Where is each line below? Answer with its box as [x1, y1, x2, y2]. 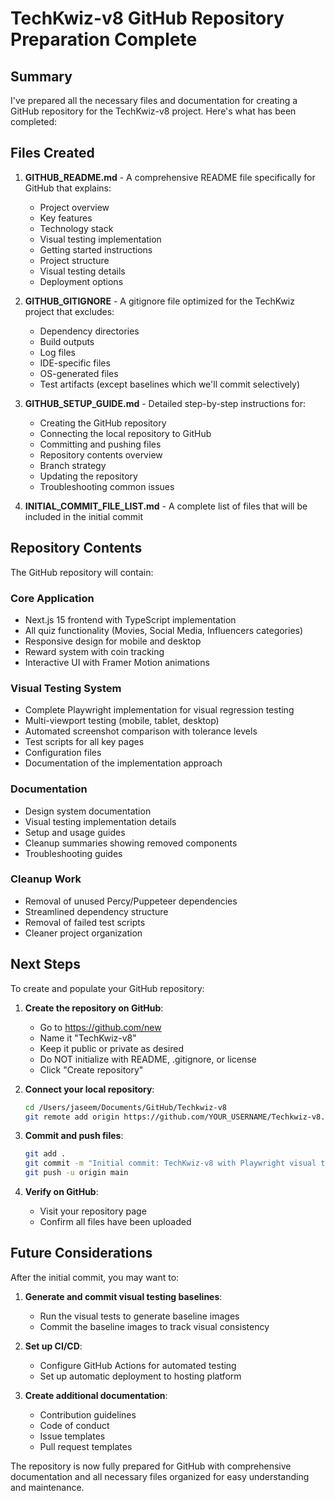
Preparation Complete [10, 28, 198, 51]
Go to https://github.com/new [39, 1021, 162, 1033]
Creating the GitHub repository [39, 417, 167, 429]
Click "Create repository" [39, 1063, 144, 1076]
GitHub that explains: [24, 182, 112, 194]
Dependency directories [39, 325, 140, 337]
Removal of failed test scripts [24, 916, 146, 928]
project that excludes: [24, 305, 115, 317]
